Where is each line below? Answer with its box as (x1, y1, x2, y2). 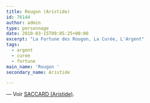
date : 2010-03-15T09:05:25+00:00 (6, 31, 89, 37)
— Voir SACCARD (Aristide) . (6, 91, 75, 98)
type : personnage (6, 25, 49, 31)
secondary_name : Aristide (6, 69, 70, 75)
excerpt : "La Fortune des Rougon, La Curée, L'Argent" (6, 36, 145, 42)
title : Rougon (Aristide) (6, 8, 70, 15)
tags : (6, 42, 20, 48)
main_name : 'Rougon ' (6, 63, 60, 70)
